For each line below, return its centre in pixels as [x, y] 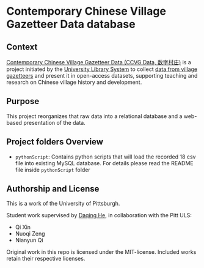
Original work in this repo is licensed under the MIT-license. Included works [101, 252]
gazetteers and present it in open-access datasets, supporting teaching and [102, 76]
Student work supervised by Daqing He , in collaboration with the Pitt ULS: [99, 215]
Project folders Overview [55, 142]
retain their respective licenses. [46, 259]
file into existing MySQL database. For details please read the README [104, 163]
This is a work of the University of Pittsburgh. [63, 204]
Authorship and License [53, 189]
